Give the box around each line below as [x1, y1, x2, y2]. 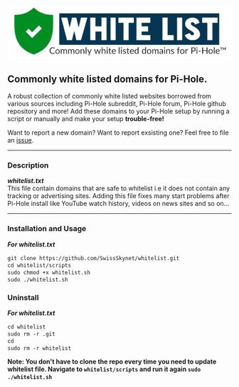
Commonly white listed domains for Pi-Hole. [7, 73, 208, 85]
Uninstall [7, 292, 39, 302]
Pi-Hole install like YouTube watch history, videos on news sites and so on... [7, 200, 230, 208]
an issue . [7, 136, 34, 145]
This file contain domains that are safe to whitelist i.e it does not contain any [7, 184, 230, 192]
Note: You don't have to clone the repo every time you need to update [7, 357, 217, 366]
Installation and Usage [7, 224, 87, 234]
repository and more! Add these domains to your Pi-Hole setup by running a [7, 107, 230, 115]
